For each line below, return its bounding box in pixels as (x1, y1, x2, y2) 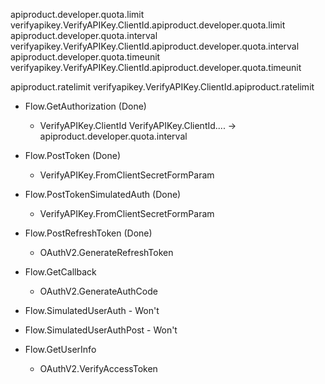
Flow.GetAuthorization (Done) (24, 100, 147, 112)
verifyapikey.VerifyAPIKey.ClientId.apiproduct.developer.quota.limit (10, 19, 286, 31)
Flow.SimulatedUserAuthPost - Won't (24, 324, 178, 336)
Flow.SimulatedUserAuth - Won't (24, 305, 160, 316)
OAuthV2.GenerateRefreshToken (39, 247, 174, 258)
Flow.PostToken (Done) (24, 150, 122, 161)
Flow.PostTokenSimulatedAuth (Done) (24, 189, 182, 200)
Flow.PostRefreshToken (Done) (24, 227, 153, 239)
